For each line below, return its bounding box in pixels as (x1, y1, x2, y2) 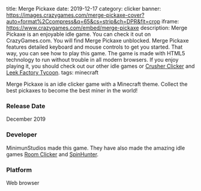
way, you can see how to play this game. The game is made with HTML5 (6, 50, 185, 56)
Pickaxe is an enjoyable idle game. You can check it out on (6, 31, 151, 38)
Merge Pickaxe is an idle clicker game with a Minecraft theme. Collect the (6, 80, 188, 88)
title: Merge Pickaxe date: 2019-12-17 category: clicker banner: (6, 5, 161, 12)
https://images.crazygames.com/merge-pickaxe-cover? (6, 11, 145, 19)
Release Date (6, 102, 46, 110)
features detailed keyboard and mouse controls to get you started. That (6, 43, 183, 50)
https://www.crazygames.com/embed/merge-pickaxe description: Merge (6, 24, 188, 31)
